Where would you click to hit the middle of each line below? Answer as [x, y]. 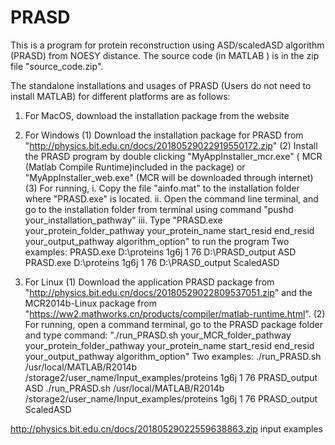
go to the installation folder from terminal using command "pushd [159, 209]
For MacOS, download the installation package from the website [157, 115]
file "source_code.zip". [57, 66]
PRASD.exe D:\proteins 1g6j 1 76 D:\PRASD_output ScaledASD [152, 262]
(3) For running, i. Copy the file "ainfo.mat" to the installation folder [162, 188]
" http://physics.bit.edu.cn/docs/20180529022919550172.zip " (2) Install [171, 145]
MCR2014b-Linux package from [90, 303]
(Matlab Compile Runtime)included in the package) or [135, 167]
